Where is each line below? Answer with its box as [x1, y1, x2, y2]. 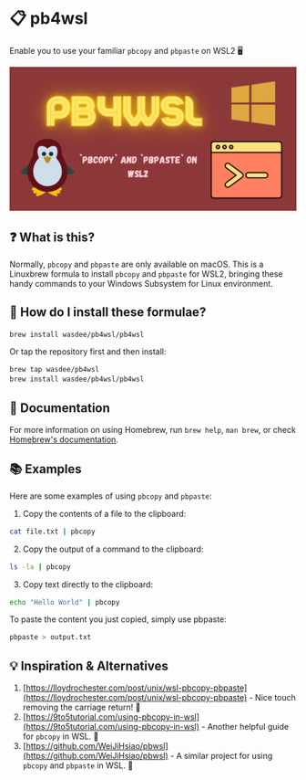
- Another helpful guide [201, 722, 290, 733]
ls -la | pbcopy [9, 562, 71, 572]
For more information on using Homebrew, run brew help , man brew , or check [9, 425, 296, 435]
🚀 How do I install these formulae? [9, 304, 207, 321]
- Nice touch [249, 692, 296, 703]
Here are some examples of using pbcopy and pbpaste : [9, 490, 212, 501]
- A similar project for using [169, 751, 273, 762]
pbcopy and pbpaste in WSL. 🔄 [22, 760, 134, 771]
